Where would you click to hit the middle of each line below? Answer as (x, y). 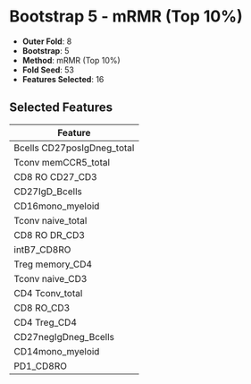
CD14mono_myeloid (57, 351)
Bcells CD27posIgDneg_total (74, 148)
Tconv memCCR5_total (62, 162)
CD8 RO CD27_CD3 (55, 176)
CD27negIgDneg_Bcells (64, 337)
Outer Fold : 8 (47, 41)
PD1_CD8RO (40, 366)
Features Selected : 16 (63, 79)
